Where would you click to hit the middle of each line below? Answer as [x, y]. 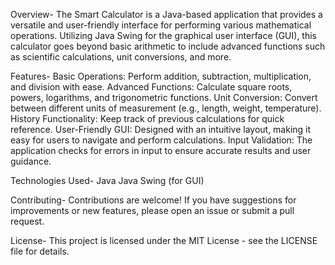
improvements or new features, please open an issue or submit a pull [152, 210]
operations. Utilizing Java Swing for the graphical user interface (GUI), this [163, 35]
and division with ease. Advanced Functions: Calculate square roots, [151, 87]
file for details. [40, 251]
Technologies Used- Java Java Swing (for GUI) [107, 180]
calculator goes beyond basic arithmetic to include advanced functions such [168, 46]
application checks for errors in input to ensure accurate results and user [161, 150]
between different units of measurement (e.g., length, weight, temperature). [166, 108]
